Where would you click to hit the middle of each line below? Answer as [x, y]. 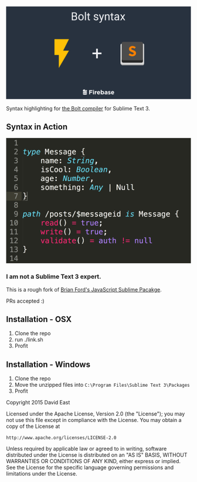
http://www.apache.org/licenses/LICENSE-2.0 [61, 438]
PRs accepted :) [26, 301]
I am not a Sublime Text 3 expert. [54, 277]
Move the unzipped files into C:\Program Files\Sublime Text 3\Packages [102, 385]
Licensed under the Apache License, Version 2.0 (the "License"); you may [96, 414]
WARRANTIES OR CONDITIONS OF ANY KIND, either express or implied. [93, 461]
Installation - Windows [48, 364]
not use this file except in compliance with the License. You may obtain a [94, 420]
